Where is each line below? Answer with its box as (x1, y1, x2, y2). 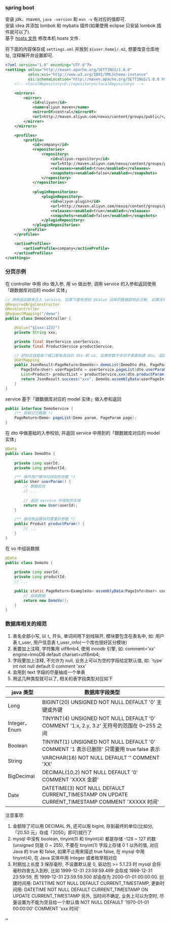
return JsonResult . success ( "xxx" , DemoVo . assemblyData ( (21, 376, 142, 382)
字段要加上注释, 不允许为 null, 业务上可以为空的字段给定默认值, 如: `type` (12, 657, 163, 664)
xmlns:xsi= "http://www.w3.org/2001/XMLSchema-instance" (27, 72, 148, 77)
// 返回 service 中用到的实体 (23, 498, 81, 503)
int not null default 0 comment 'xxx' (12, 663, 87, 669)
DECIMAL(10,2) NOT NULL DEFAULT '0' (42, 769, 138, 776)
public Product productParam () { (14, 521, 85, 526)
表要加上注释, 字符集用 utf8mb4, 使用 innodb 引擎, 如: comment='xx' (12, 645, 155, 651)
